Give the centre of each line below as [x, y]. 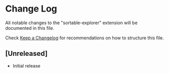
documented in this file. [30, 28]
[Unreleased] [27, 54]
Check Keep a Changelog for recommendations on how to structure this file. [85, 38]
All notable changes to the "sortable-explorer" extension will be [71, 23]
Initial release [26, 65]
